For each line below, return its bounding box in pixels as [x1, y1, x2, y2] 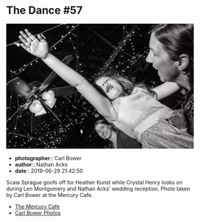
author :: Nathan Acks [14, 161, 68, 168]
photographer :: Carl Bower [14, 154, 82, 161]
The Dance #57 [6, 4, 83, 17]
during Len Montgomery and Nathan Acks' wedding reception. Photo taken [6, 185, 190, 192]
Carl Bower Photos [14, 209, 61, 216]
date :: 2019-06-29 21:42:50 [14, 167, 83, 174]
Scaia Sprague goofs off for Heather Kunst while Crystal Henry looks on [6, 179, 183, 186]
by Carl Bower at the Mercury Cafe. [6, 191, 93, 198]
